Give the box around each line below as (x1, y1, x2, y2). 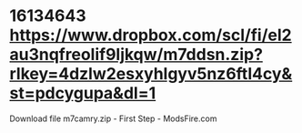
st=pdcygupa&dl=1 (9, 83, 156, 104)
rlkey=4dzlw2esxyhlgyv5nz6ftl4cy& (9, 64, 293, 85)
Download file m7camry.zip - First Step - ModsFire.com (9, 113, 217, 124)
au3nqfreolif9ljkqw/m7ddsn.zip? (9, 45, 264, 65)
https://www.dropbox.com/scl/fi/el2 (9, 25, 293, 46)
